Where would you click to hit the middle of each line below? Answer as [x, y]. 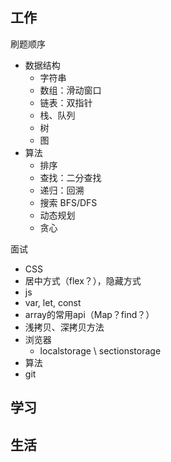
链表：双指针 [66, 102]
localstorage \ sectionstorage [100, 350]
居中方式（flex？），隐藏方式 [83, 280]
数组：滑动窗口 [70, 90]
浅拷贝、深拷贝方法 [64, 327]
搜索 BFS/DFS [68, 202]
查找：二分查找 [70, 177]
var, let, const [53, 302]
